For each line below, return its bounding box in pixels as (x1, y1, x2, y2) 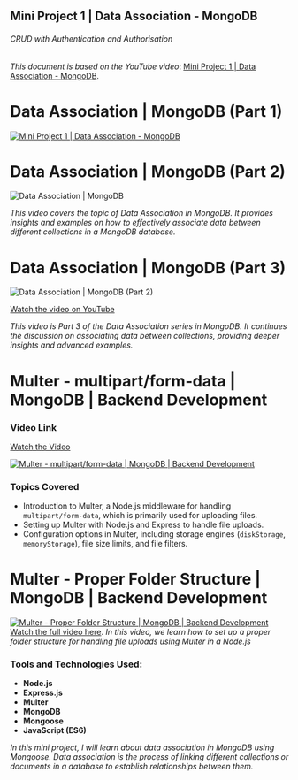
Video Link (10, 421, 57, 433)
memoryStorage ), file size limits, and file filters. (22, 539, 188, 549)
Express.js (22, 687, 63, 699)
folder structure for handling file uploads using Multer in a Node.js (10, 636, 251, 646)
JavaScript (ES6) (22, 725, 87, 736)
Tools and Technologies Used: (10, 658, 143, 670)
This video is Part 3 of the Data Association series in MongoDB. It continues (10, 321, 287, 332)
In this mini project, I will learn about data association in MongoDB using (10, 742, 275, 753)
